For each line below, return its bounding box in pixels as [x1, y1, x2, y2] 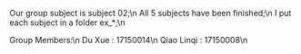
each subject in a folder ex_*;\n [9, 17, 125, 28]
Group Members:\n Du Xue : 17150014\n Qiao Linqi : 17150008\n [9, 35, 248, 45]
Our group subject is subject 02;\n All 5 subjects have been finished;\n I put [9, 8, 292, 18]
